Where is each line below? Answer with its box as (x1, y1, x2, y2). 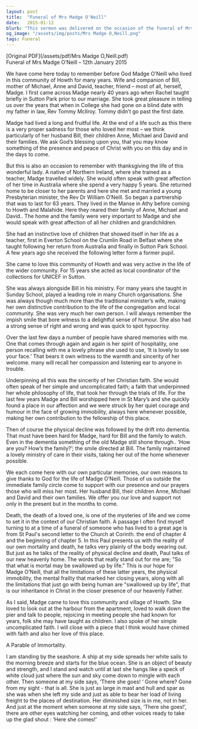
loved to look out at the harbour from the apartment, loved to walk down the (6, 605, 190, 612)
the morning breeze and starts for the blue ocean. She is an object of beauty (6, 659, 192, 666)
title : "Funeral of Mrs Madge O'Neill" (6, 14, 107, 20)
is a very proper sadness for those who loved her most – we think (6, 125, 165, 133)
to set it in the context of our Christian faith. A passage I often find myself (6, 518, 184, 525)
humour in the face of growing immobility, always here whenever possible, (6, 408, 187, 415)
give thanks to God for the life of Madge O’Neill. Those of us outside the (6, 475, 181, 482)
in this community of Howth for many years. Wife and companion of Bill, (6, 76, 181, 83)
